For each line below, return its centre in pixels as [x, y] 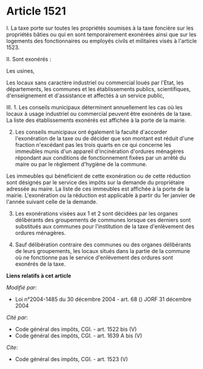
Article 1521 [36, 11]
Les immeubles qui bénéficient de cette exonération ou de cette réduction [98, 176]
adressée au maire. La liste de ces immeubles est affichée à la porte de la [98, 189]
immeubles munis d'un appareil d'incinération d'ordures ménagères [99, 151]
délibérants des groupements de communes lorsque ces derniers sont [103, 220]
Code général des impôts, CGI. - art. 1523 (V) [72, 359]
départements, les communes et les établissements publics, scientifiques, [98, 89]
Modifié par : [22, 287]
